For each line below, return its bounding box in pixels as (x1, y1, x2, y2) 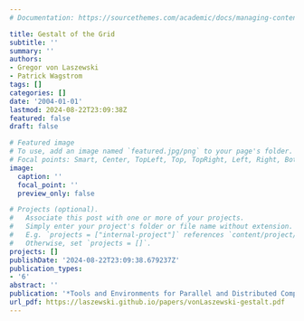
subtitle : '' (9, 38, 59, 47)
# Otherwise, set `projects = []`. (9, 239, 152, 248)
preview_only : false (17, 189, 95, 198)
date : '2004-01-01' (9, 97, 83, 106)
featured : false (9, 114, 71, 123)
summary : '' (9, 46, 54, 55)
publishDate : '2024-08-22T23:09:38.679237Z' (9, 255, 180, 265)
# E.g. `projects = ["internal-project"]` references (9, 231, 224, 240)
